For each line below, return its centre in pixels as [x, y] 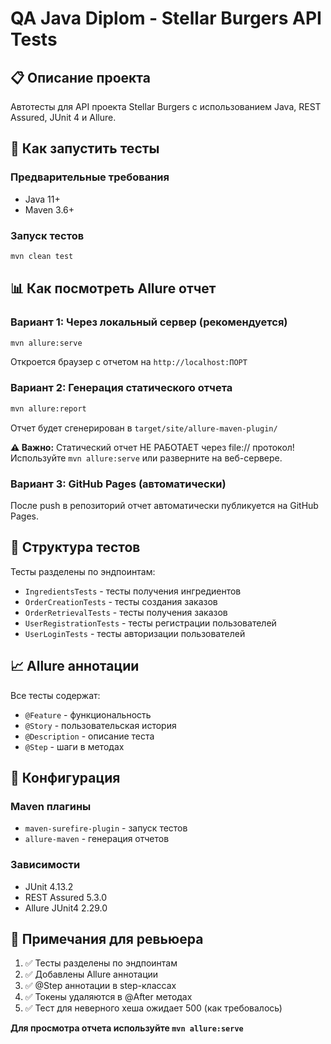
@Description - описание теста [89, 736]
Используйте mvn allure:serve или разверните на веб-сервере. [146, 458]
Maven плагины [51, 806]
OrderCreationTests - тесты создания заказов [121, 601]
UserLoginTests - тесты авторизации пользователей [135, 633]
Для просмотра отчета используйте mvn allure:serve [127, 1028]
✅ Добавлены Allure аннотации [91, 974]
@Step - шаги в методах [74, 746]
